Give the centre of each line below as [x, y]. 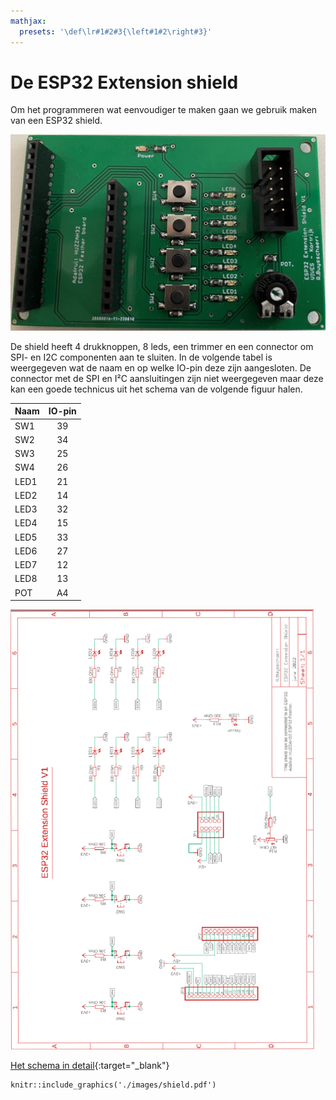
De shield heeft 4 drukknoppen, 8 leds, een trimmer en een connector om [162, 346]
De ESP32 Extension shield [124, 82]
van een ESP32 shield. [56, 121]
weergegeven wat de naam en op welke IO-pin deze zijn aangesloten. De [161, 367]
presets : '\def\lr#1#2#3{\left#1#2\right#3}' [116, 31]
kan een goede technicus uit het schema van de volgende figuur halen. [156, 389]
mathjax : [28, 21]
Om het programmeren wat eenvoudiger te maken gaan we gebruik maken [164, 110]
